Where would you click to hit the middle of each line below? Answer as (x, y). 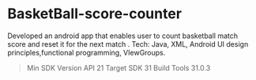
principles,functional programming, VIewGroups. (87, 52)
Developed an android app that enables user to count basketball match (123, 36)
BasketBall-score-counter (95, 14)
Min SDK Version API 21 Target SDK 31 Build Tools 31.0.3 (119, 67)
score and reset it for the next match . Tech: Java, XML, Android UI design (128, 44)
